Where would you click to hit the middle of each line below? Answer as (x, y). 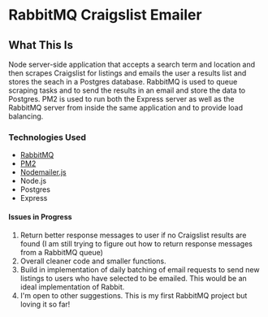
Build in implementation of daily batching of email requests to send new (140, 269)
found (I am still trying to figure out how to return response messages (136, 243)
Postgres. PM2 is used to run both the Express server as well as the (121, 99)
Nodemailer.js (43, 172)
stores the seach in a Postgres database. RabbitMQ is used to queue (123, 82)
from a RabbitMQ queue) (62, 252)
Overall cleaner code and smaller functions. (93, 261)
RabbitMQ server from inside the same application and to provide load (126, 108)
